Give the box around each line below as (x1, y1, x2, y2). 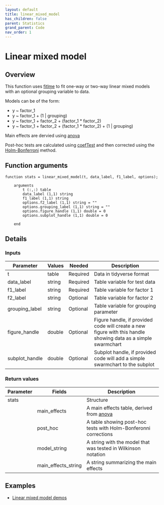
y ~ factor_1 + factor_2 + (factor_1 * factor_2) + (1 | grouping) (12, 123, 133, 129)
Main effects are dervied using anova (5, 133, 80, 138)
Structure (86, 396, 108, 403)
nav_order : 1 (5, 30, 32, 35)
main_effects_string (37, 462, 82, 469)
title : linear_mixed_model (5, 12, 60, 17)
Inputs (5, 250, 21, 256)
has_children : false (5, 16, 47, 21)
